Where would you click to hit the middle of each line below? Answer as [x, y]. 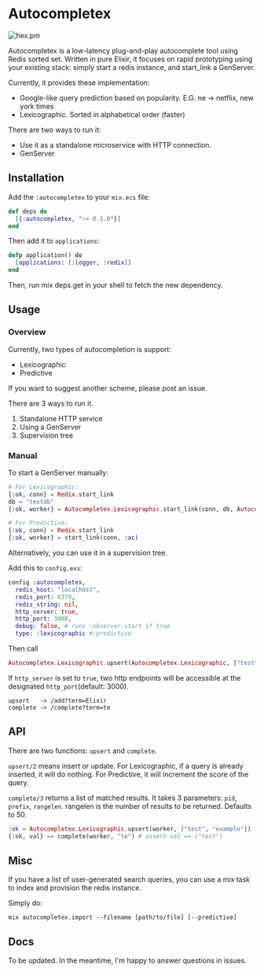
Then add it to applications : [54, 241]
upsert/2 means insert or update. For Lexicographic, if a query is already [126, 766]
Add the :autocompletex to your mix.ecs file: [79, 196]
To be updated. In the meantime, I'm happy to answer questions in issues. [128, 960]
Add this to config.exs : [45, 568]
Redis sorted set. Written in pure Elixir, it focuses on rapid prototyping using [130, 59]
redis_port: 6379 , [46, 597]
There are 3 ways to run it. [51, 403]
